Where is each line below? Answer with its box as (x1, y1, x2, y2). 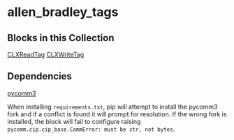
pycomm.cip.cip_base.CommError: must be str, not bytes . (7, 125, 175, 133)
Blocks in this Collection (7, 32, 115, 44)
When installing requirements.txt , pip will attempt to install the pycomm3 (7, 102, 218, 111)
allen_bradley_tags (7, 4, 119, 20)
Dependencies (7, 70, 72, 82)
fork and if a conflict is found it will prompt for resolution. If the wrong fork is (7, 109, 227, 118)
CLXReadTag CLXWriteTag (7, 50, 85, 59)
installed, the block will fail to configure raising (7, 117, 141, 125)
